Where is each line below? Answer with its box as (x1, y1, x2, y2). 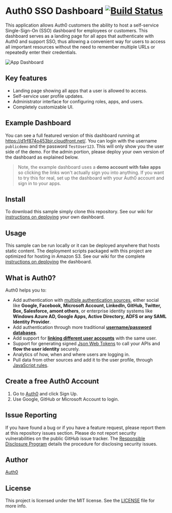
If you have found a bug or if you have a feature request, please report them (5, 425, 166, 431)
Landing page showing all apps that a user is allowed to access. (12, 87, 147, 94)
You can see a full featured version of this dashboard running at (5, 132, 140, 138)
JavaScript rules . (12, 362, 49, 368)
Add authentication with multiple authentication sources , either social (12, 297, 159, 303)
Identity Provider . (12, 319, 51, 325)
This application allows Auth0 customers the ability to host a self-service (5, 22, 159, 28)
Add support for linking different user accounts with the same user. (12, 335, 157, 341)
